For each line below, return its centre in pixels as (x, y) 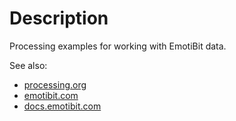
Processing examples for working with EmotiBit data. (118, 46)
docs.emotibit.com (62, 106)
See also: (28, 65)
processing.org (55, 84)
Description (59, 18)
